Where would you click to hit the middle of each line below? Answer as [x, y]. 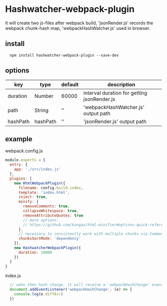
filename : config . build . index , [51, 188]
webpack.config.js [24, 151]
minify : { [28, 202]
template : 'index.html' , [44, 192]
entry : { [19, 165]
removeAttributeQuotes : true [53, 215]
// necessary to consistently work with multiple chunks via [83, 234]
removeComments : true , [46, 206]
